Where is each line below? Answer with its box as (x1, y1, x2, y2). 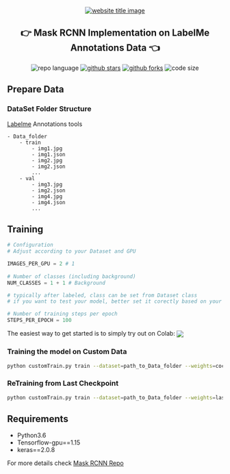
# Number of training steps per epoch (7, 310, 118, 318)
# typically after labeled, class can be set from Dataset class (7, 292, 197, 299)
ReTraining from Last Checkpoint (7, 379, 118, 388)
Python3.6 (16, 432, 47, 440)
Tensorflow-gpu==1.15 (16, 438, 81, 447)
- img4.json (31, 199, 66, 205)
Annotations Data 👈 (70, 42, 160, 54)
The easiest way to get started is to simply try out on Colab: (7, 329, 176, 338)
